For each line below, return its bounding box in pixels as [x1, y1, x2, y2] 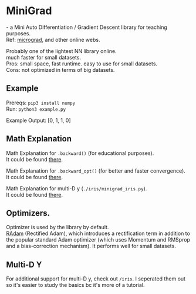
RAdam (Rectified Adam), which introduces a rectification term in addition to [6, 230, 191, 237]
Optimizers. [6, 208, 50, 218]
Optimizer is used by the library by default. [6, 224, 109, 231]
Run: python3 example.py [6, 105, 66, 113]
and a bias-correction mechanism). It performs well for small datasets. [6, 243, 176, 250]
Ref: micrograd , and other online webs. [6, 36, 100, 43]
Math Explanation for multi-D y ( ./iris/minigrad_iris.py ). [6, 184, 147, 192]
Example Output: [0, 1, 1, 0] [6, 117, 72, 124]
